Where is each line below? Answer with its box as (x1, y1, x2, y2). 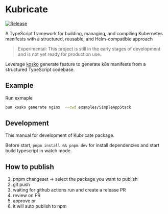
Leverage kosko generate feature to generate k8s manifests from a (5, 61, 146, 67)
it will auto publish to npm (12, 203, 67, 209)
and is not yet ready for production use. (17, 51, 101, 57)
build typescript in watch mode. (5, 148, 72, 154)
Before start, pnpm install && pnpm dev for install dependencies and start (5, 142, 160, 149)
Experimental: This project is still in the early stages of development (17, 45, 161, 52)
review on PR (12, 193, 41, 199)
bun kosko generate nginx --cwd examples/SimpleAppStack (5, 105, 131, 110)
